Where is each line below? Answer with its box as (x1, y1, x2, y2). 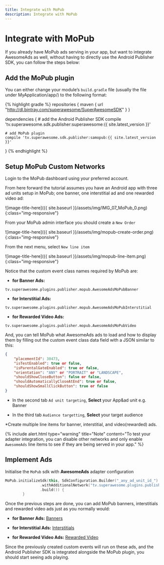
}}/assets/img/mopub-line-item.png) (73, 253, 146, 259)
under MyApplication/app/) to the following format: (5, 92, 107, 98)
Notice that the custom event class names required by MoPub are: (5, 268, 138, 274)
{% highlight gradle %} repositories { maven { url (5, 102, 103, 108)
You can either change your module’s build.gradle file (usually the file (5, 87, 146, 93)
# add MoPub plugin (5, 131, 45, 136)
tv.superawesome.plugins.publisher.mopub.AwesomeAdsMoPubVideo (5, 323, 137, 328)
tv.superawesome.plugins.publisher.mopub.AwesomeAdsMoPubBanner (5, 287, 139, 292)
